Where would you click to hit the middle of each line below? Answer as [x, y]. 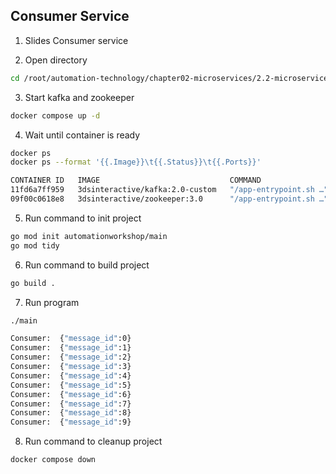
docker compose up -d [55, 115]
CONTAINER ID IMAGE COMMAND [136, 180]
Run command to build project [87, 265]
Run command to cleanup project [93, 441]
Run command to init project [83, 218]
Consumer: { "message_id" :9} [71, 422]
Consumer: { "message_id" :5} [71, 385]
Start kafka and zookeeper [79, 97]
